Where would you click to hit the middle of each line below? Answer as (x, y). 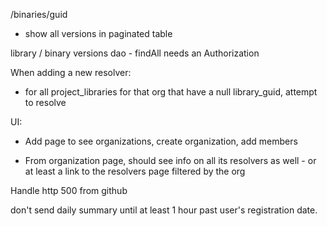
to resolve (45, 102)
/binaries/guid (39, 14)
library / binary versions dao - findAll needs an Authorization (135, 53)
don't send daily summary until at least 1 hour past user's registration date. (164, 210)
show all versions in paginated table (98, 33)
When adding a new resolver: (71, 72)
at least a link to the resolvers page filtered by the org (135, 171)
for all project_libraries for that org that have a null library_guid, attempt (171, 92)
